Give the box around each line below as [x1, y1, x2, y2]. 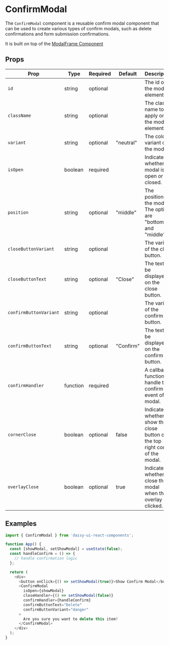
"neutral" [115, 139, 137, 146]
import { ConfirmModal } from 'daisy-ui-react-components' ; [5, 533, 134, 538]
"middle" [115, 209, 137, 216]
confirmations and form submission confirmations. [5, 31, 110, 37]
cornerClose [8, 432, 37, 438]
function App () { [5, 542, 42, 547]
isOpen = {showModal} [23, 588, 64, 594]
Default [119, 70, 137, 77]
